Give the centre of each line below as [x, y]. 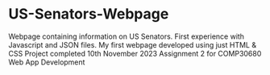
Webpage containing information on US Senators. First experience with [126, 36]
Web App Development [47, 62]
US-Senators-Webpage [89, 14]
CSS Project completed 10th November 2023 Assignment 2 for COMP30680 [135, 53]
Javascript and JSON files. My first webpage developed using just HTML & [132, 44]
